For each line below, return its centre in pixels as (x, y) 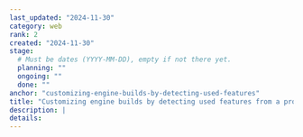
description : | (38, 110)
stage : (22, 51)
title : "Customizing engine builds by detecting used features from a (145, 101)
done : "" (34, 85)
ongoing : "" (40, 77)
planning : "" (42, 68)
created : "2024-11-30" (52, 43)
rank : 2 (24, 34)
